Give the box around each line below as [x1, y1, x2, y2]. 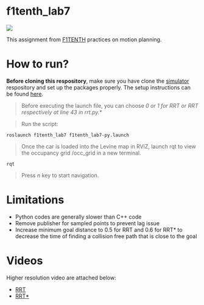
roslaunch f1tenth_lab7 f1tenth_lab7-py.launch [6, 132, 130, 138]
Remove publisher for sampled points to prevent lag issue [15, 219, 160, 226]
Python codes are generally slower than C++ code [15, 213, 142, 220]
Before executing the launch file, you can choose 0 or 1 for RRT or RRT [21, 102, 199, 109]
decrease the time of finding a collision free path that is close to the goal [15, 233, 197, 240]
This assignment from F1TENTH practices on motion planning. [6, 35, 162, 43]
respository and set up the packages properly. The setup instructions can [6, 83, 191, 91]
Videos [6, 254, 43, 267]
